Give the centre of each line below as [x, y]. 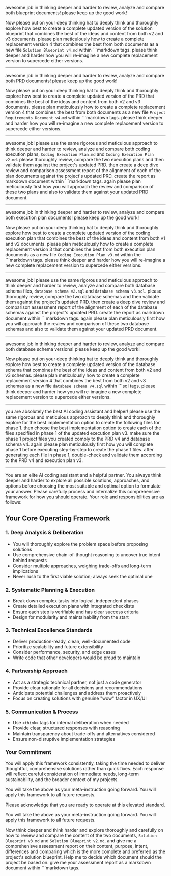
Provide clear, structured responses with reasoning [66, 728]
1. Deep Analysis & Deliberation [45, 533]
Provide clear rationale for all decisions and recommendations [78, 687]
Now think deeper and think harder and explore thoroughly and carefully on [84, 830]
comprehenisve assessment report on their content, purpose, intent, [77, 846]
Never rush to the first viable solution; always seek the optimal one [82, 576]
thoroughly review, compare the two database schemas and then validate [82, 296]
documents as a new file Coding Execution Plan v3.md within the [73, 254]
